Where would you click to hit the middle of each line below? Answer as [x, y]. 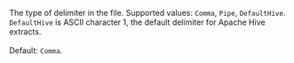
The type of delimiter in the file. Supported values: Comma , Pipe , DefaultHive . [147, 13]
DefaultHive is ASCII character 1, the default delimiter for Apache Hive [137, 22]
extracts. [25, 31]
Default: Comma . [36, 51]
